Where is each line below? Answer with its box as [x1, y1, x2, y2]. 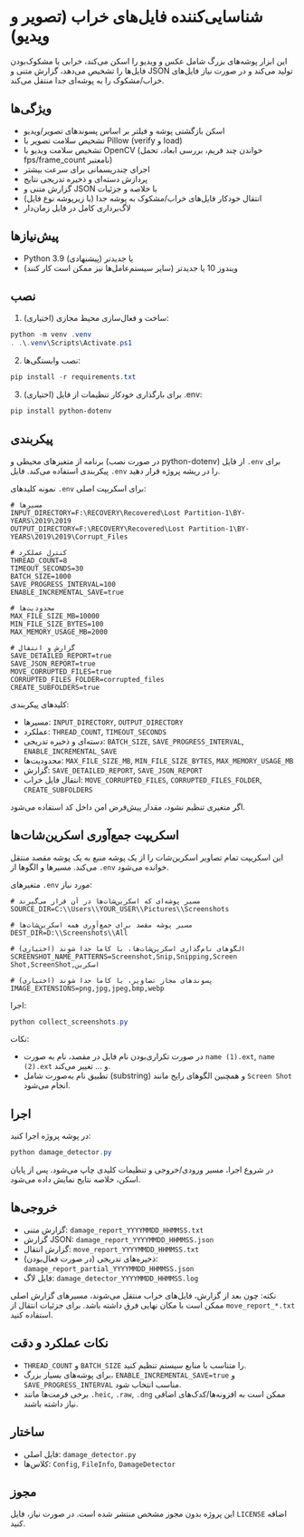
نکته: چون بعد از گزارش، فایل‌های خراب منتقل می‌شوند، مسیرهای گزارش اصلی [10, 1289, 277, 1300]
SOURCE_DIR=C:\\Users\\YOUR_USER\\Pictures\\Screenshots [10, 904, 230, 913]
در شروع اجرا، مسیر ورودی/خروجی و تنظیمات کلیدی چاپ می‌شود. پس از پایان [10, 1164, 274, 1175]
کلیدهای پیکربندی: [10, 698, 70, 709]
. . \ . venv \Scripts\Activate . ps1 [10, 338, 132, 348]
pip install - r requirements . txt [10, 373, 137, 382]
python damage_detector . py [10, 1148, 112, 1157]
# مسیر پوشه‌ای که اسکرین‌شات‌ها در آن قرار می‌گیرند [10, 896, 202, 906]
